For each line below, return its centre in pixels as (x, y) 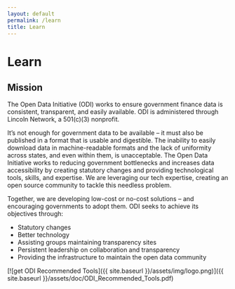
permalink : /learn (34, 20)
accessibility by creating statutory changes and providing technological (110, 170)
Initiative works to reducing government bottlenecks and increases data (111, 163)
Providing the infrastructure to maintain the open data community (112, 257)
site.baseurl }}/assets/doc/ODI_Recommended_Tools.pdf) (90, 278)
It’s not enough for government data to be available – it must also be (105, 133)
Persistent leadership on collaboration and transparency (99, 250)
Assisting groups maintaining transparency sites (87, 243)
